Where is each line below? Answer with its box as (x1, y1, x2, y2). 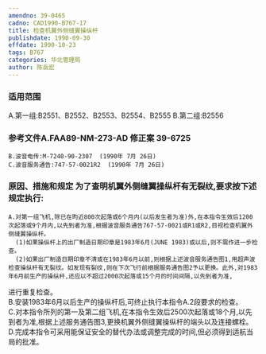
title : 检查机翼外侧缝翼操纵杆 (8, 26, 98, 34)
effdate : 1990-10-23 (8, 41, 77, 49)
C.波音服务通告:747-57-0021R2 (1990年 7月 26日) (8, 161, 165, 169)
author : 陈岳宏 (8, 64, 55, 72)
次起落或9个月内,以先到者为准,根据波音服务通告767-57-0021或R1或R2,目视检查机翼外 (8, 221, 253, 229)
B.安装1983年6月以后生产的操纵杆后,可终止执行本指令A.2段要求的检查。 (8, 297, 243, 306)
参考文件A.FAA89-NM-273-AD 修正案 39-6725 (8, 132, 191, 143)
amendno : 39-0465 (8, 11, 66, 20)
